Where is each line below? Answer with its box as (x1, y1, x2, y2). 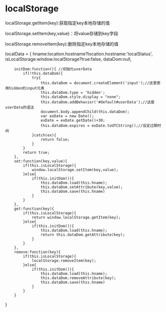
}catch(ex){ (31, 133, 56, 137)
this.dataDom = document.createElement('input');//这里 (40, 80, 157, 86)
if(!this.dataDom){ (23, 71, 63, 76)
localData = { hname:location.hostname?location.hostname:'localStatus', (5, 50, 153, 57)
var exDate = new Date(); (40, 113, 94, 119)
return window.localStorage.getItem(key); (31, 215, 121, 220)
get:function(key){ (14, 206, 55, 211)
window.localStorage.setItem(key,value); (31, 167, 119, 172)
